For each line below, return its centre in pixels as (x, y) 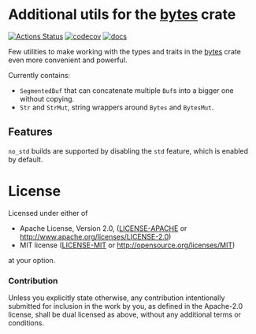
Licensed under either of (48, 213)
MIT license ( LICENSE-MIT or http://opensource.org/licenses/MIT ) (127, 245)
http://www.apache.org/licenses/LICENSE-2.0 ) (95, 236)
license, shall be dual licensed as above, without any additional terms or (125, 314)
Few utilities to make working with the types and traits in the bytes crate (125, 51)
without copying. (47, 98)
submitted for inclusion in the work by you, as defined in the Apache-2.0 (125, 306)
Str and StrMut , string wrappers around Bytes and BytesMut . (117, 107)
